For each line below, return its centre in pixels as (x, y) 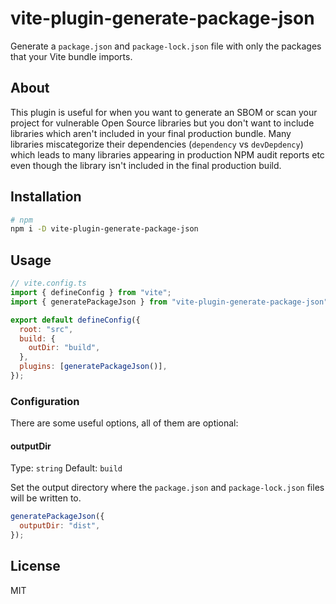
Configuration (45, 401)
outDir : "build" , (64, 348)
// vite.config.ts (48, 283)
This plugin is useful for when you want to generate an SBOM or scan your (164, 112)
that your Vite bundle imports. (71, 56)
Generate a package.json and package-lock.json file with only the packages (166, 46)
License (35, 566)
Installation (46, 197)
